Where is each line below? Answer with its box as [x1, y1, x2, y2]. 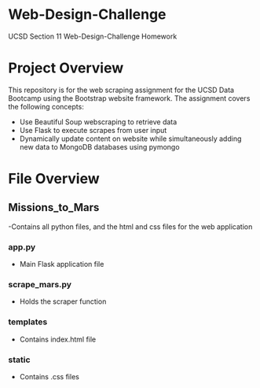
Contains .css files [19, 372, 80, 382]
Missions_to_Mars [8, 201, 100, 214]
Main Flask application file [19, 260, 104, 269]
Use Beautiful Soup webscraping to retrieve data [19, 116, 178, 127]
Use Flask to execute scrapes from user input [19, 125, 167, 135]
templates [8, 316, 48, 327]
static [8, 354, 31, 365]
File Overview [8, 170, 100, 188]
